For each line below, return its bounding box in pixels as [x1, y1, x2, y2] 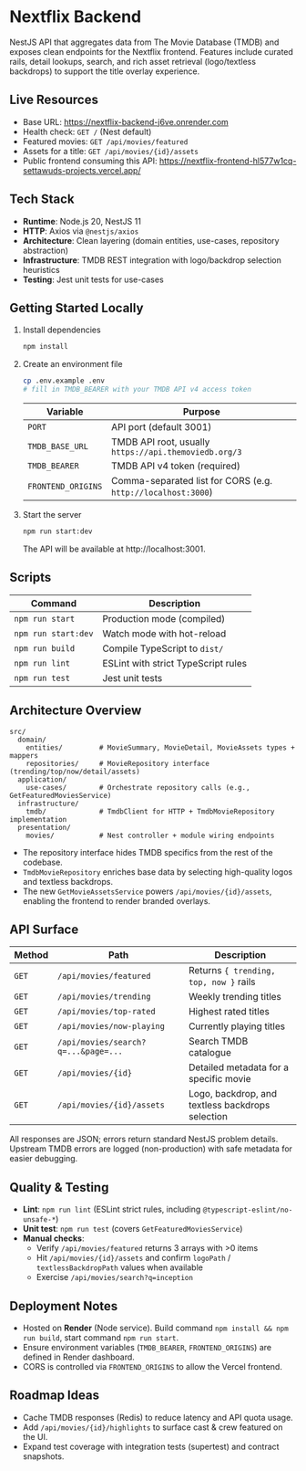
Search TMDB [188, 1035, 249, 1047]
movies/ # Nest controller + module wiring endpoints [25, 831, 275, 840]
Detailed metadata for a [188, 1061, 290, 1074]
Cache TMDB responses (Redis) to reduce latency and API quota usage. [22, 1412, 293, 1423]
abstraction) [22, 245, 69, 256]
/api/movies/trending [57, 992, 151, 1002]
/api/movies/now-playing [57, 1021, 166, 1032]
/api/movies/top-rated [57, 1006, 157, 1017]
